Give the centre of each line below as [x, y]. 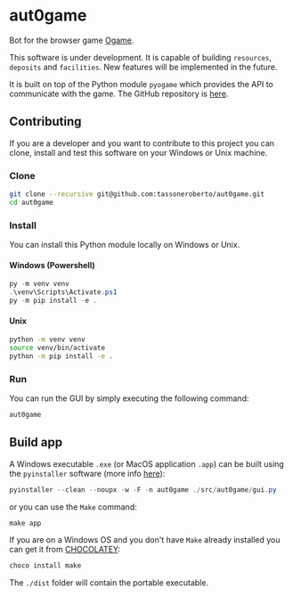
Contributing [45, 122]
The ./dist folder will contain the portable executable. [109, 583]
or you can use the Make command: [73, 507]
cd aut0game [31, 202]
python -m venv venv [48, 339]
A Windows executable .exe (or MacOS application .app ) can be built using [147, 463]
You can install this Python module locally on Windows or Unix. [125, 245]
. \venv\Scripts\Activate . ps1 [63, 292]
